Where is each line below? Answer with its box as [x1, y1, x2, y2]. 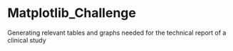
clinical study [7, 35, 46, 44]
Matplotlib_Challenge [7, 5, 137, 21]
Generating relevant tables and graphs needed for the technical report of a [7, 28, 227, 37]
